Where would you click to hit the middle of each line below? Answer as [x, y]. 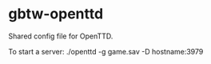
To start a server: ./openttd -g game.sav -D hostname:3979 [106, 51]
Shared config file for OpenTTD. [61, 36]
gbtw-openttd [56, 14]
